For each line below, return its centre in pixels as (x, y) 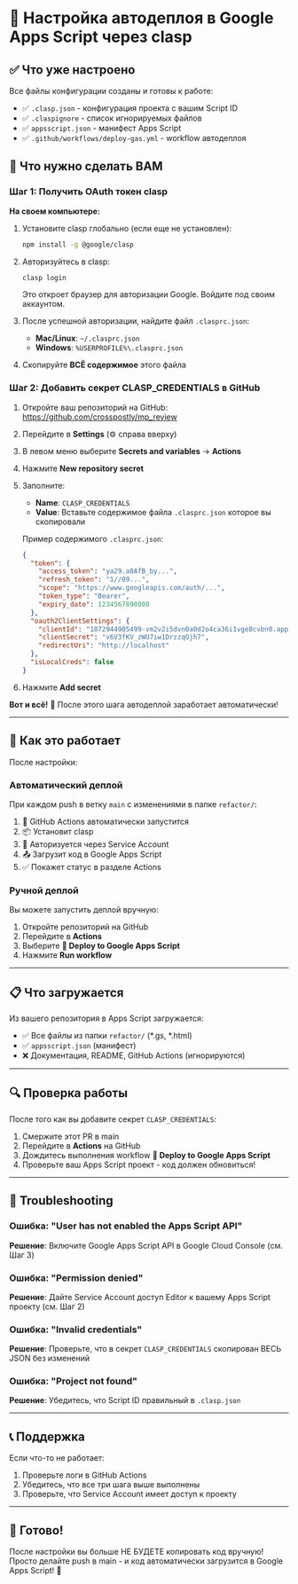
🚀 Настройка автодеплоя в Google (141, 18)
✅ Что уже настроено (72, 70)
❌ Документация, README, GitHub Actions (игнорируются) (133, 1055)
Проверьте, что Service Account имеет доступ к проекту (129, 1494)
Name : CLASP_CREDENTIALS (82, 502)
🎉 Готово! (36, 1530)
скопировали (60, 521)
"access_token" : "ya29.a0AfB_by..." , (108, 571)
